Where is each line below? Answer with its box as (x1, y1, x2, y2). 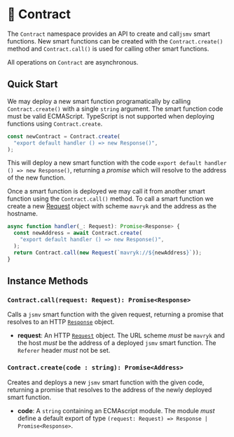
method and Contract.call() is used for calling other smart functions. (7, 44, 209, 53)
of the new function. (7, 173, 66, 182)
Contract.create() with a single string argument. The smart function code (7, 105, 223, 113)
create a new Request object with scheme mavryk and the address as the (7, 202, 217, 210)
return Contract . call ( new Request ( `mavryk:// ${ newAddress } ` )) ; (13, 249, 202, 256)
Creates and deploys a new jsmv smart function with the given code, (7, 378, 205, 386)
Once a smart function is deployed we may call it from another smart (7, 187, 205, 196)
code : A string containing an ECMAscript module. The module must (17, 406, 215, 415)
